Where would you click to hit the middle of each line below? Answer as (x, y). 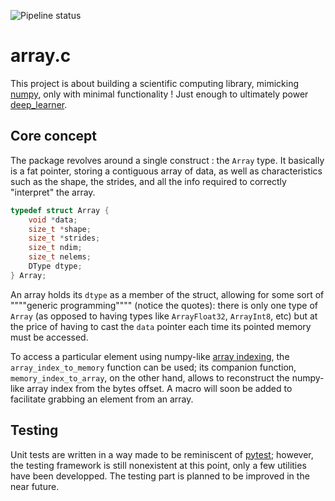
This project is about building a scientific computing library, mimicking (155, 83)
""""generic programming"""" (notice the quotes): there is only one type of (164, 305)
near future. (35, 486)
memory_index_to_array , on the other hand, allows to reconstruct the (150, 377)
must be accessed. (49, 337)
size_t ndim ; (55, 248)
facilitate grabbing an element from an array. (102, 399)
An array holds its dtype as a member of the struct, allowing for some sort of (167, 294)
